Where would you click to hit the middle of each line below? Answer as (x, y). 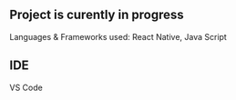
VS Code (26, 87)
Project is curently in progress (97, 15)
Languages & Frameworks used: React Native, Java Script (118, 36)
